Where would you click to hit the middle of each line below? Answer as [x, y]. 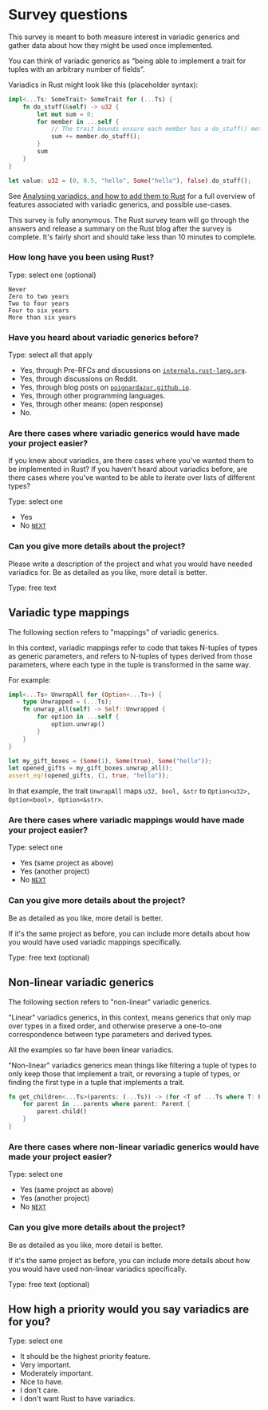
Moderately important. [57, 1373]
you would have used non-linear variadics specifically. [98, 1269]
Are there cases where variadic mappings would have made [126, 820]
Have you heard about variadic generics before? [104, 337]
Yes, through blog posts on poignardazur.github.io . [105, 387]
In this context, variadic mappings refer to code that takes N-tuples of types [133, 648]
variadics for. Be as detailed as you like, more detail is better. [108, 572]
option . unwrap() [78, 724]
